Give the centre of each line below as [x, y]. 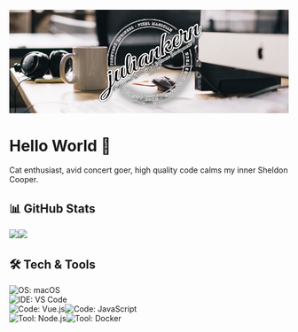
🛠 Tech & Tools [52, 264]
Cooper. [24, 180]
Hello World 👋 [60, 146]
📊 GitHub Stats [52, 208]
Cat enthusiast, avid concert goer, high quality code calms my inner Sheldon [149, 170]
